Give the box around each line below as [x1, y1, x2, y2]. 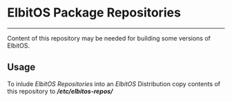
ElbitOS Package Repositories [7, 5, 182, 21]
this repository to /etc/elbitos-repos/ [7, 87, 113, 95]
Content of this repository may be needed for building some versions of [7, 34, 211, 42]
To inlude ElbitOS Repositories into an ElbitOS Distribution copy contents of [7, 79, 221, 88]
